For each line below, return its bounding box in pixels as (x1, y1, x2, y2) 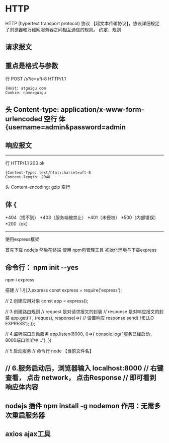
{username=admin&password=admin (5, 123, 126, 131)
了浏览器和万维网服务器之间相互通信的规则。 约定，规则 (5, 26, 121, 33)
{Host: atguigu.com (5, 86, 46, 91)
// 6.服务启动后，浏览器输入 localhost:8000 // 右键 (5, 364, 164, 373)
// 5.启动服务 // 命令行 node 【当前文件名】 (5, 348, 94, 354)
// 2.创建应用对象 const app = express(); (5, 298, 89, 304)
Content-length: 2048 (5, 175, 51, 180)
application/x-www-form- (60, 105, 144, 114)
